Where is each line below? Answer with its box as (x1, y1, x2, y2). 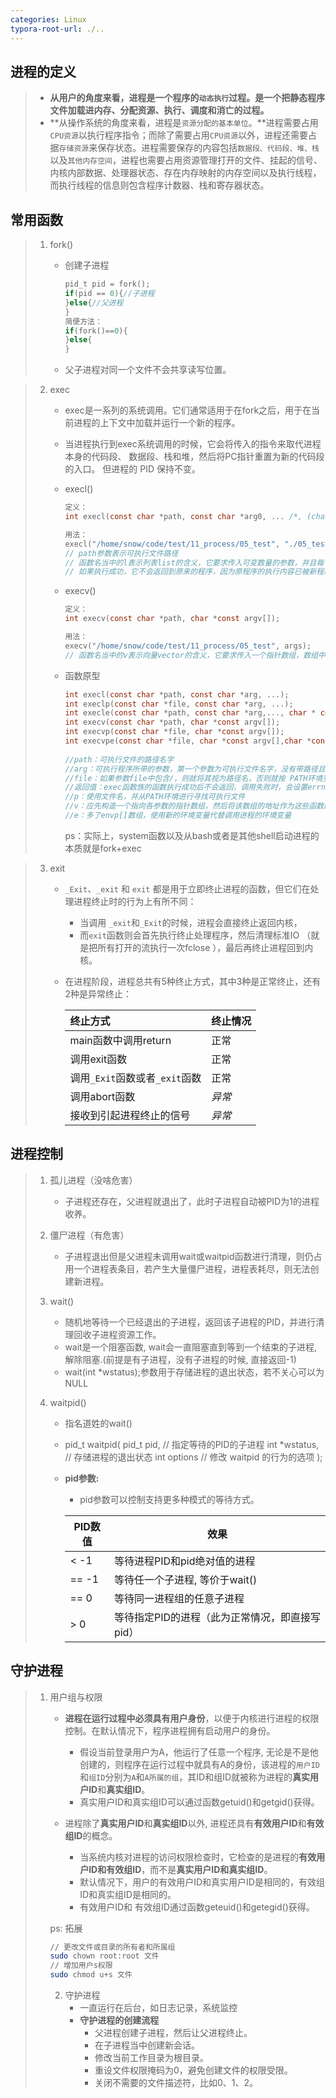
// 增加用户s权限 (49, 1961, 113, 1971)
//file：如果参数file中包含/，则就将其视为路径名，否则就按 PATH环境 (64, 773, 323, 783)
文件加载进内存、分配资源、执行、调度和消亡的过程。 (49, 104, 270, 116)
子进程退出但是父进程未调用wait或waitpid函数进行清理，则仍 (64, 1250, 314, 1262)
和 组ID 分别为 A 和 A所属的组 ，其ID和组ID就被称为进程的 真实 (79, 1771, 311, 1783)
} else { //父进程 (64, 297, 124, 308)
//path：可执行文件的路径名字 (64, 754, 175, 765)
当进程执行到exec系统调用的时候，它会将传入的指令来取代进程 (64, 438, 322, 450)
